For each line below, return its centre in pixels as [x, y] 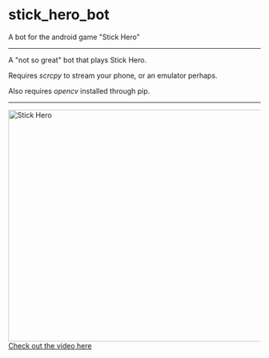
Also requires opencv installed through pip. [79, 91]
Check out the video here [50, 345]
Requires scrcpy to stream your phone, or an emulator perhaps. [113, 75]
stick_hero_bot [59, 15]
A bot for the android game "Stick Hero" [74, 37]
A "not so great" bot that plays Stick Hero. [77, 60]
